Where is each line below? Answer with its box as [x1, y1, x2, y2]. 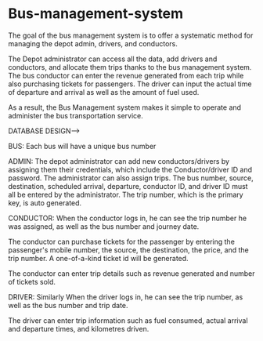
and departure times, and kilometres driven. [8, 324, 150, 333]
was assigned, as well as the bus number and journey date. [8, 221, 200, 231]
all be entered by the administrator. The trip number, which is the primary [8, 190, 244, 199]
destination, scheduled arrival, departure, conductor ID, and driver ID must [8, 181, 248, 190]
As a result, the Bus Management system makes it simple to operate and [8, 103, 241, 112]
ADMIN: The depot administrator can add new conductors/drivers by [8, 156, 229, 165]
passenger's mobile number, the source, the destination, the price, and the [8, 245, 249, 255]
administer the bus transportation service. [8, 111, 143, 120]
